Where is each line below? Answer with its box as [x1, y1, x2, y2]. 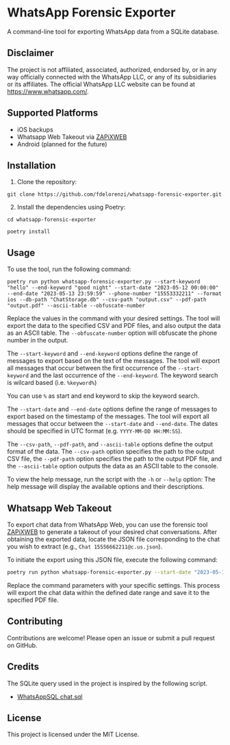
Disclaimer [7, 47, 54, 59]
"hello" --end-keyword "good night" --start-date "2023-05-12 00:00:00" [7, 284, 219, 292]
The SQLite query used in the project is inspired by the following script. [7, 679, 207, 687]
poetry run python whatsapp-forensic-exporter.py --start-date [7, 569, 192, 576]
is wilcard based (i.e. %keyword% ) [7, 379, 97, 387]
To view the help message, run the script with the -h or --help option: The [7, 475, 216, 483]
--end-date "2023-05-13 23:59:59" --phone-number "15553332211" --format [7, 290, 222, 297]
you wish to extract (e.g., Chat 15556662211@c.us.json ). [7, 542, 163, 551]
